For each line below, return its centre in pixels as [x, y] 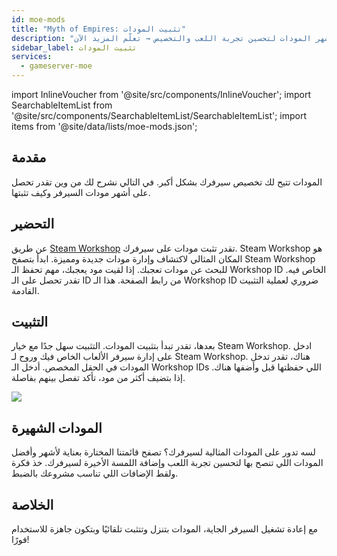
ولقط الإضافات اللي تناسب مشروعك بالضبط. [95, 473]
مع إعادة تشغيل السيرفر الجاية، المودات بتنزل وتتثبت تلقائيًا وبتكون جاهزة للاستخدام [165, 529]
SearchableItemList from [62, 105]
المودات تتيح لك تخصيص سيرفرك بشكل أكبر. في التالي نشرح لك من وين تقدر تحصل [167, 182]
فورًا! [20, 540]
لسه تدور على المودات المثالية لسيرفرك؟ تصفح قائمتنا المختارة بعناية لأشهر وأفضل [163, 452]
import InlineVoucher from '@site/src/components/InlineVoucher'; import [161, 94]
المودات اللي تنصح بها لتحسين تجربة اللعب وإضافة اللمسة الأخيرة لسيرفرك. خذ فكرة [167, 463]
